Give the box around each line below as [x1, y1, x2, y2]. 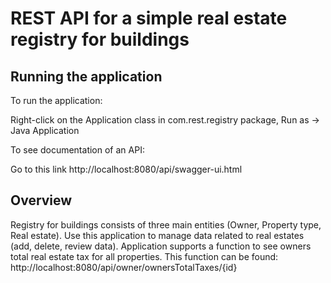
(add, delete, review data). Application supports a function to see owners [10, 240, 312, 252]
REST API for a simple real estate [10, 7, 288, 30]
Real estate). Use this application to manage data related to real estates [10, 229, 305, 241]
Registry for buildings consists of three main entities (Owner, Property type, [10, 218, 322, 231]
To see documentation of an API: [10, 144, 145, 156]
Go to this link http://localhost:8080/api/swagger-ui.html [10, 163, 243, 175]
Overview [10, 192, 73, 209]
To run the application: [10, 95, 103, 106]
